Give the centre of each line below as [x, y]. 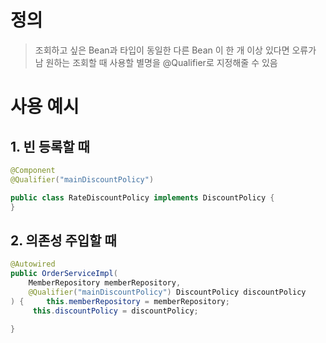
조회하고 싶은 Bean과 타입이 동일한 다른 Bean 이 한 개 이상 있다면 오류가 [175, 50]
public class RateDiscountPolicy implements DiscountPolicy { [142, 197]
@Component [33, 170]
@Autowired [33, 264]
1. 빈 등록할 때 [50, 146]
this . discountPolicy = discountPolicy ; [115, 311]
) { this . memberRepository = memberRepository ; [120, 301]
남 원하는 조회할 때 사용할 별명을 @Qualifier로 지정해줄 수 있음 [156, 62]
